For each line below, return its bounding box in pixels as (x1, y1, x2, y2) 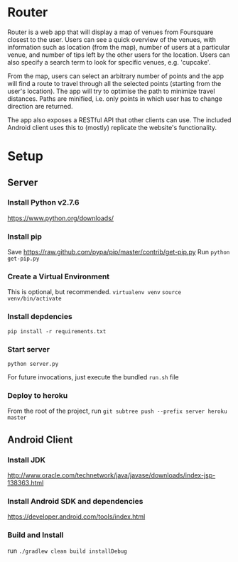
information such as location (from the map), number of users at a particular (7, 43, 230, 51)
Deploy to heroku (7, 390, 68, 400)
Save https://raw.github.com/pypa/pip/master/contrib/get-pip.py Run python (7, 248, 230, 256)
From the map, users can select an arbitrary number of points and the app (7, 72, 225, 80)
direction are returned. (7, 102, 73, 110)
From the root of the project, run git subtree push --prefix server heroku (7, 406, 227, 416)
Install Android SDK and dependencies (7, 496, 144, 506)
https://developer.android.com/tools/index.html (7, 512, 146, 521)
